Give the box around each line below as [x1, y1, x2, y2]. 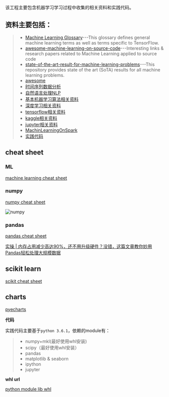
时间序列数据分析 [25, 83, 61, 90]
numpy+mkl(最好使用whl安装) [25, 338, 87, 344]
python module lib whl [5, 386, 52, 392]
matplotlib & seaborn [25, 355, 69, 362]
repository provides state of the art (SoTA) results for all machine [25, 66, 160, 72]
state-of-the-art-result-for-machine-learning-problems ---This [25, 61, 155, 67]
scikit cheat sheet [5, 278, 42, 284]
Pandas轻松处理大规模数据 [5, 250, 61, 256]
